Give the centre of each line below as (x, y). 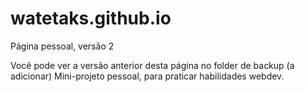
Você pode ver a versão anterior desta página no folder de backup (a (152, 65)
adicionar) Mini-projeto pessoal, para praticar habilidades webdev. (147, 76)
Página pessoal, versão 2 (62, 46)
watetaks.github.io (91, 18)
